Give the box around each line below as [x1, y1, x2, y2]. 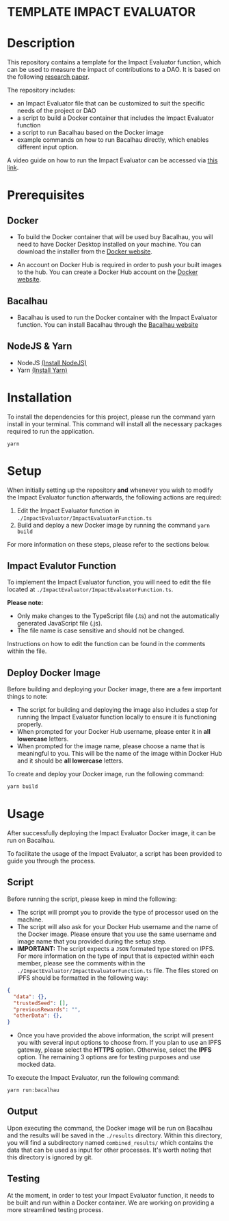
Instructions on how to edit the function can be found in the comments [7, 640, 206, 648]
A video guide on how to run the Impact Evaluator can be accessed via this [7, 156, 218, 164]
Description [7, 36, 75, 51]
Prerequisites [7, 188, 85, 203]
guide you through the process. [7, 857, 96, 865]
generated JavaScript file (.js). [16, 619, 103, 628]
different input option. [16, 143, 79, 151]
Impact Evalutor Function [7, 560, 117, 572]
